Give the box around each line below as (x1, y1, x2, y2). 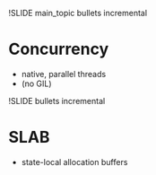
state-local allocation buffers (21, 156, 128, 167)
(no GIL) (21, 78, 52, 89)
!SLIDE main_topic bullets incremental (8, 8, 148, 18)
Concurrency (8, 39, 109, 59)
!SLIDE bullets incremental (8, 95, 106, 106)
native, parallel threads (21, 68, 107, 79)
